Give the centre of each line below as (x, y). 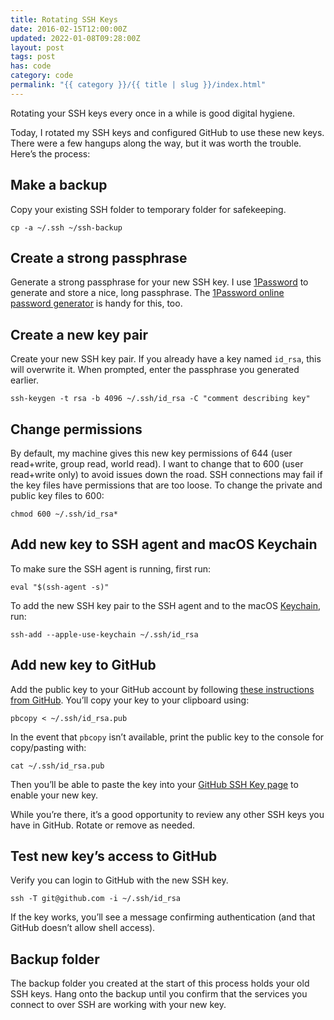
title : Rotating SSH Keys (64, 19)
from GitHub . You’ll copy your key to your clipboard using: (130, 700)
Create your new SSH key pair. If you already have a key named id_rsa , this (166, 359)
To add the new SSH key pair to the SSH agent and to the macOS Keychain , (166, 605)
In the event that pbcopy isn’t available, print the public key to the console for (167, 737)
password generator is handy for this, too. (96, 303)
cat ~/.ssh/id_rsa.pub (57, 766)
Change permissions (76, 429)
